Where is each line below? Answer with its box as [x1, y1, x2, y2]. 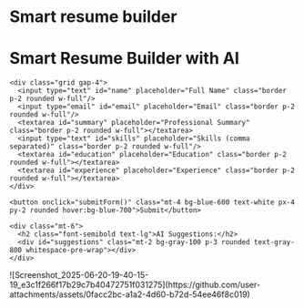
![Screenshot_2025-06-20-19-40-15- [9, 270, 149, 281]
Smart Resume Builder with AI [9, 48, 239, 69]
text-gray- [253, 238, 296, 247]
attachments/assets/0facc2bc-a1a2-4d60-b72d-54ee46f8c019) [9, 289, 250, 300]
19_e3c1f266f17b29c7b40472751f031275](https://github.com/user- [9, 280, 261, 291]
